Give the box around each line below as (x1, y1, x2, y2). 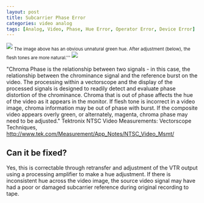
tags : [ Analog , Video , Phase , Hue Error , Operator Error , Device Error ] (6, 26, 195, 32)
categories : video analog (6, 20, 72, 26)
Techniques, (6, 123, 38, 131)
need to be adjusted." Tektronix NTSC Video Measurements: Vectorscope (6, 117, 192, 124)
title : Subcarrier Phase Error (6, 15, 86, 21)
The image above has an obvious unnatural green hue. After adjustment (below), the (13, 46, 191, 52)
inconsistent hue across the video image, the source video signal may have (6, 177, 195, 184)
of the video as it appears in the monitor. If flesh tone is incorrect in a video (6, 98, 195, 105)
